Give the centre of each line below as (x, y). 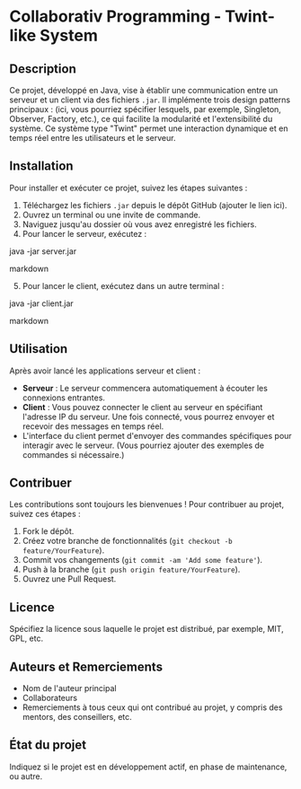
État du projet (48, 745)
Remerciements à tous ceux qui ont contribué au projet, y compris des (152, 707)
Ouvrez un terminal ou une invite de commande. (111, 215)
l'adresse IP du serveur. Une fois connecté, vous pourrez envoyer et (148, 416)
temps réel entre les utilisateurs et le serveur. (93, 138)
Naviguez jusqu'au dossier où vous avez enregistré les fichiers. (140, 224)
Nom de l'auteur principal (69, 688)
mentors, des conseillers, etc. (77, 717)
